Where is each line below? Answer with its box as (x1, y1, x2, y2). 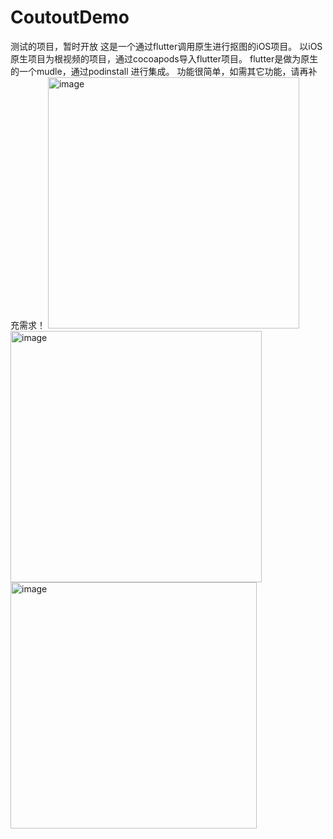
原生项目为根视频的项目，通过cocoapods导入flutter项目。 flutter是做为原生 (10, 52, 319, 65)
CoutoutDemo (10, 6, 130, 29)
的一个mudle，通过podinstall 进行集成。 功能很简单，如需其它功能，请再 (10, 65, 309, 77)
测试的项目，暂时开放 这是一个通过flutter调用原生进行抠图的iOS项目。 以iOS (10, 40, 323, 52)
